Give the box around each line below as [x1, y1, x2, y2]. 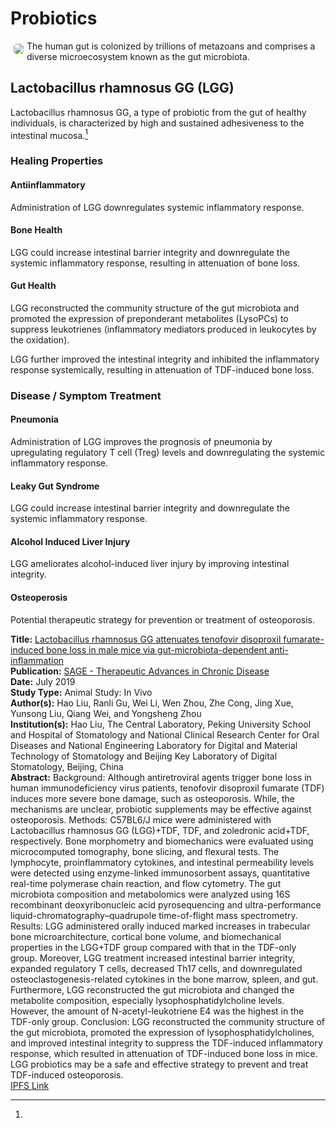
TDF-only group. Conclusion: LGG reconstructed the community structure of [10, 1015, 326, 1027]
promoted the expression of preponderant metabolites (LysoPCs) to [10, 312, 289, 324]
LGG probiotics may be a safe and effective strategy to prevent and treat [10, 1058, 309, 1070]
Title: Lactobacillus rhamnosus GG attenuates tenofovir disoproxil [10, 633, 282, 645]
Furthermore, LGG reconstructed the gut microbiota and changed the [10, 983, 295, 996]
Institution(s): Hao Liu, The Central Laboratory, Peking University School [10, 718, 312, 730]
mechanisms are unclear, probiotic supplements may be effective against [10, 803, 312, 815]
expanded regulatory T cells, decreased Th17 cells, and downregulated [10, 962, 303, 974]
